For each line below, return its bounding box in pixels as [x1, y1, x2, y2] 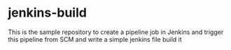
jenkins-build [8, 5, 87, 21]
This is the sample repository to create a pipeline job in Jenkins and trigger [8, 28, 224, 36]
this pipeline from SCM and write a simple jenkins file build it [8, 35, 183, 43]
